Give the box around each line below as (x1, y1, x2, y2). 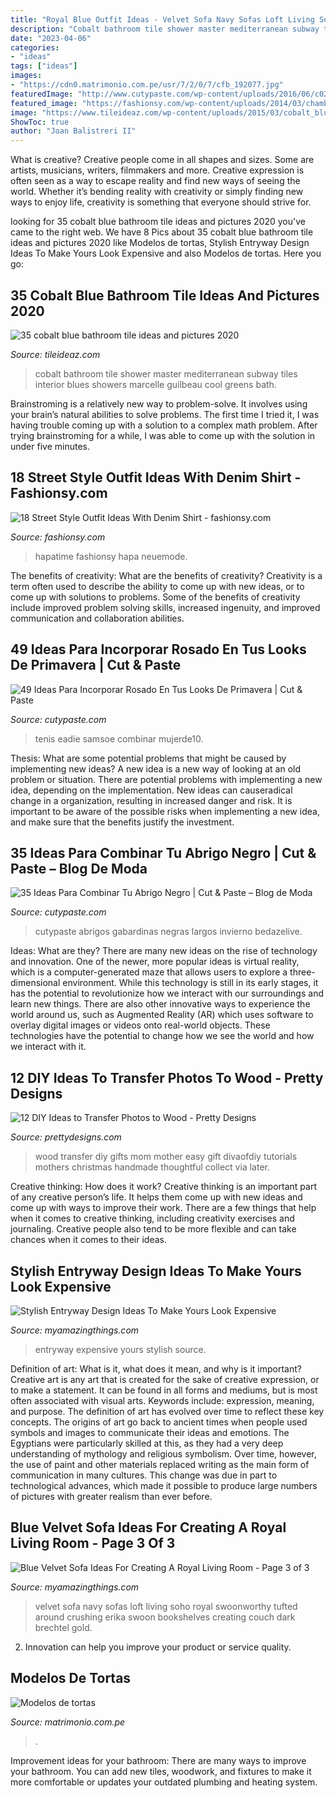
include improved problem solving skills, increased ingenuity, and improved (10, 601, 321, 613)
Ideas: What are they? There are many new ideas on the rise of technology (10, 945, 318, 957)
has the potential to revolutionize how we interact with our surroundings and (10, 987, 324, 1000)
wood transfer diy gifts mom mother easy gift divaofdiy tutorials (34, 1151, 298, 1163)
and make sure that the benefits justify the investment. (10, 816, 235, 828)
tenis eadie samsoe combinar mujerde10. (34, 732, 204, 745)
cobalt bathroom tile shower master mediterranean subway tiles (34, 367, 298, 380)
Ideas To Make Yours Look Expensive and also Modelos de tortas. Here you (10, 247, 322, 260)
